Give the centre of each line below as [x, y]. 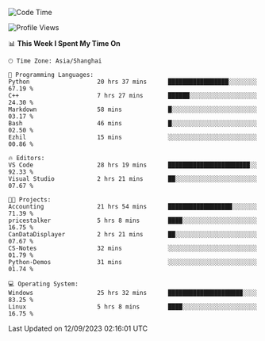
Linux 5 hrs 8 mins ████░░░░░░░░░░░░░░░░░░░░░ [133, 307]
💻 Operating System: [44, 284]
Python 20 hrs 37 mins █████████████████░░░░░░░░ [133, 82]
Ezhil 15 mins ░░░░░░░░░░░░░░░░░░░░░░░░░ [133, 137]
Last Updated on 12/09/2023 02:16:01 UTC [78, 328]
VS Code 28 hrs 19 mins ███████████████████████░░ [133, 165]
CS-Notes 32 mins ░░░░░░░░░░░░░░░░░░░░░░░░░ [133, 248]
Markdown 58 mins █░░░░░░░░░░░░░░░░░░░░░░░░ [133, 109]
